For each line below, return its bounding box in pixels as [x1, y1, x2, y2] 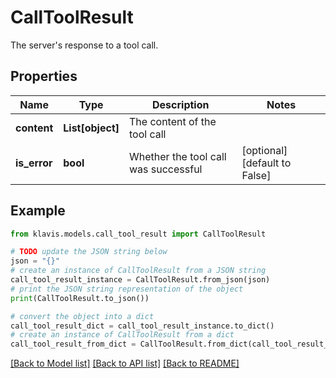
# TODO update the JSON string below [10, 247, 168, 257]
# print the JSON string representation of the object [10, 284, 244, 294]
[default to [241, 156, 292, 170]
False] [241, 168, 272, 182]
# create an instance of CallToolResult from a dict [10, 330, 235, 340]
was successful [129, 162, 203, 176]
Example [10, 202, 66, 220]
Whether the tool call [129, 149, 227, 163]
